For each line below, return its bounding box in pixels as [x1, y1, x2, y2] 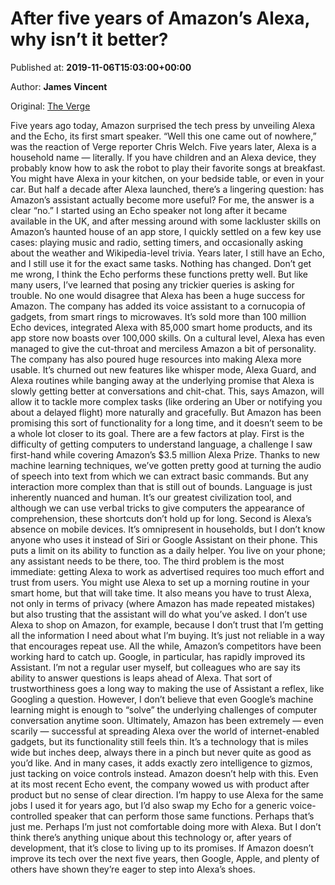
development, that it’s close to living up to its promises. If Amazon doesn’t [10, 842, 314, 854]
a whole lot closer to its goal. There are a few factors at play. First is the [10, 427, 305, 439]
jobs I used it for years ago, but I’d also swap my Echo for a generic [10, 799, 288, 811]
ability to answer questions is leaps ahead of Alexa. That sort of [10, 672, 273, 684]
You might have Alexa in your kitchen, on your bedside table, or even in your [10, 172, 325, 184]
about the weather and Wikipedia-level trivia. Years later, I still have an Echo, [10, 247, 325, 259]
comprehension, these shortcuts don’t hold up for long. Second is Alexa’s [10, 512, 312, 524]
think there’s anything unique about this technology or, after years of [10, 831, 292, 843]
